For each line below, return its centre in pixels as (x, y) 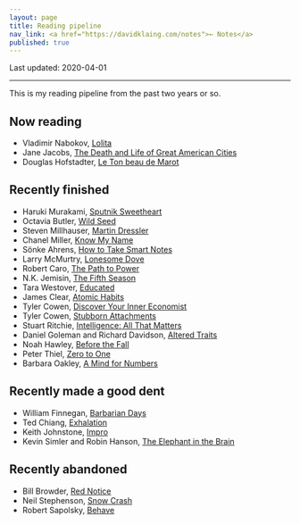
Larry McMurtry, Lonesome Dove (83, 259)
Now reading (46, 121)
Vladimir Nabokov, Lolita (67, 143)
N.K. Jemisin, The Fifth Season (79, 278)
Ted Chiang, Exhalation (65, 422)
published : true (39, 42)
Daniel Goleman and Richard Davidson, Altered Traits (120, 335)
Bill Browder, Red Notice (67, 491)
